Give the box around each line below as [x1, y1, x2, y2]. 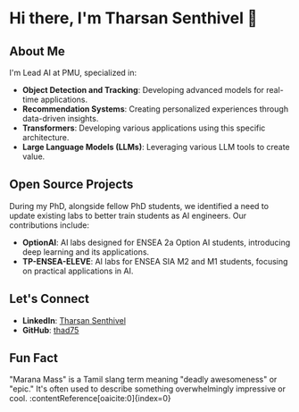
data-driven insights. [21, 114, 99, 123]
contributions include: [9, 219, 89, 231]
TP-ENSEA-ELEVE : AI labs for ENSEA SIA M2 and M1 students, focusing [21, 256, 288, 266]
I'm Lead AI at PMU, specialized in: [9, 67, 137, 78]
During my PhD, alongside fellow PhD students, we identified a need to [9, 200, 270, 211]
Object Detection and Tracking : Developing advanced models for [21, 85, 265, 95]
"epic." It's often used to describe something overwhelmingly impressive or [9, 383, 287, 394]
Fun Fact [9, 350, 58, 366]
